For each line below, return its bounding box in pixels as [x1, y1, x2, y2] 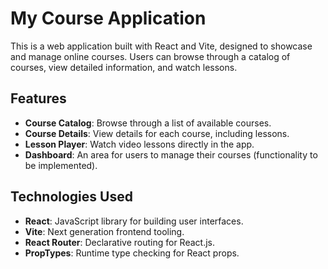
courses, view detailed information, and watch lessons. [10, 61, 238, 73]
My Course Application [10, 7, 207, 30]
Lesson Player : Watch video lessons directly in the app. [24, 138, 255, 150]
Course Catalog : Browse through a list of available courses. [24, 117, 272, 129]
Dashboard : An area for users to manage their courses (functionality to [24, 148, 318, 161]
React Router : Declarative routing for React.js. [24, 236, 215, 248]
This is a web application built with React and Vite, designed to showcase [10, 40, 313, 52]
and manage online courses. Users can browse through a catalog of [10, 50, 291, 62]
